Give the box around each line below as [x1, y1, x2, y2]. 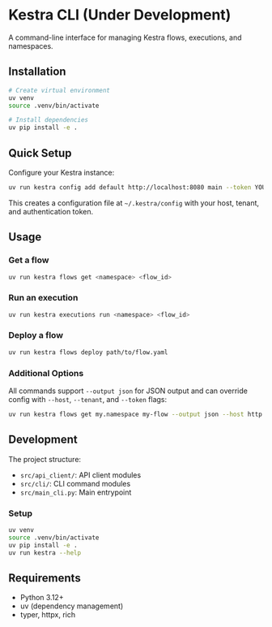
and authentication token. [8, 206, 94, 216]
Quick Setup [8, 146, 72, 160]
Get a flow [8, 254, 49, 266]
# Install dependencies [8, 116, 89, 124]
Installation [8, 65, 66, 79]
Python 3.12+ [19, 593, 64, 603]
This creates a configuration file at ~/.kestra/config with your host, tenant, [8, 197, 260, 208]
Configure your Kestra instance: [8, 167, 115, 177]
